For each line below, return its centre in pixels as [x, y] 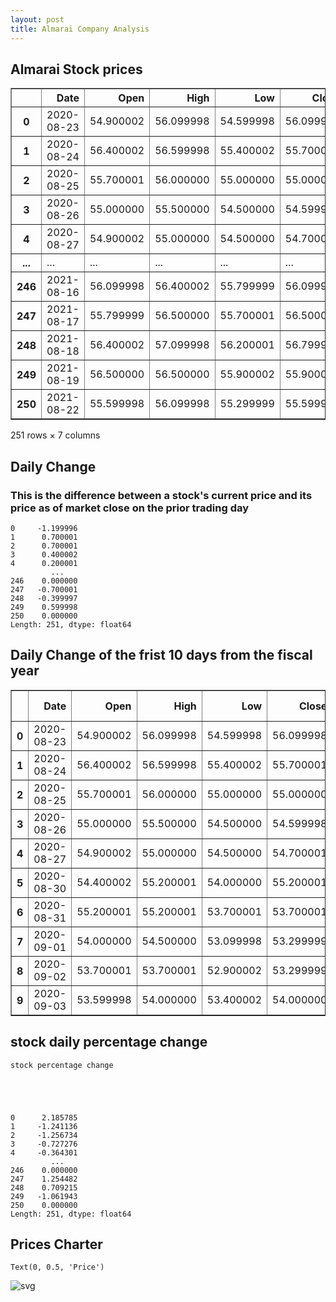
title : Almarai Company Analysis [80, 29]
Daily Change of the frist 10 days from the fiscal [161, 655]
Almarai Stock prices [76, 69]
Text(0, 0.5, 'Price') [57, 1267]
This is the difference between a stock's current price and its [161, 495]
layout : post [37, 19]
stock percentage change [62, 1065]
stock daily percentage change [109, 1042]
